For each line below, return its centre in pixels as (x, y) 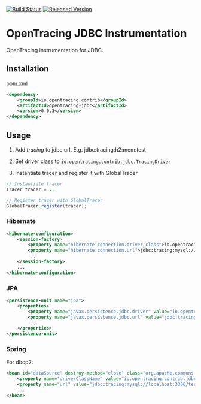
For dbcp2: (20, 362)
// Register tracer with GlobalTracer (54, 200)
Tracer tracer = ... (32, 189)
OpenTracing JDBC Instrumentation (97, 34)
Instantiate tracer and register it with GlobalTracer (76, 173)
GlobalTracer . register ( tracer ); (46, 206)
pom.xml (17, 83)
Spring (16, 349)
